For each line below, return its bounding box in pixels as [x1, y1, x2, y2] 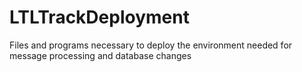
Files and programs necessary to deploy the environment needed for [9, 39, 293, 51]
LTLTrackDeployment [9, 6, 190, 29]
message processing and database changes [9, 49, 192, 61]
